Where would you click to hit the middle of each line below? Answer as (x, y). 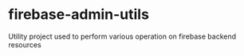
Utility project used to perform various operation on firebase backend (122, 36)
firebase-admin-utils (79, 15)
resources (25, 44)
